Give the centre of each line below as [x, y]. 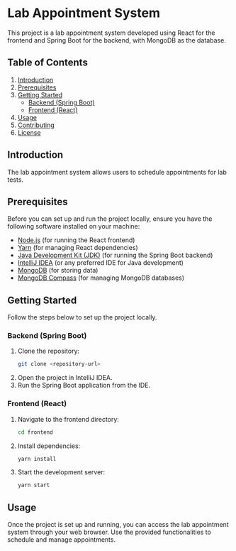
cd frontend [35, 432]
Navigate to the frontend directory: [68, 419]
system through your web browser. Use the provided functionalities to [109, 532]
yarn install [37, 459]
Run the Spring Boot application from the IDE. [84, 386]
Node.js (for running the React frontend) [76, 240]
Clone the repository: [49, 351]
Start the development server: [61, 472]
